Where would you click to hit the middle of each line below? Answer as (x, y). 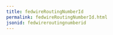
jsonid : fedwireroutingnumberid (46, 23)
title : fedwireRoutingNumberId (45, 12)
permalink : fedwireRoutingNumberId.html (57, 17)
